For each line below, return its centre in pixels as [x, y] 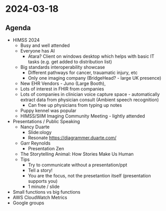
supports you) [43, 181]
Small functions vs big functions [46, 192]
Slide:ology [40, 132]
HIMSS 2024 [26, 40]
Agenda [18, 28]
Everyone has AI [38, 51]
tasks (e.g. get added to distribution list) [70, 62]
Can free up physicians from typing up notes [75, 105]
